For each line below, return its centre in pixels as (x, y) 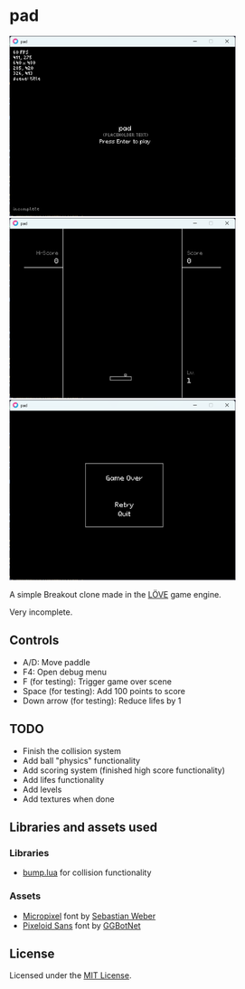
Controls (34, 640)
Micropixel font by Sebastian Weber (89, 916)
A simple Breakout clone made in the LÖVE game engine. (115, 594)
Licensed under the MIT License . (71, 975)
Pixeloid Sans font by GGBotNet (82, 925)
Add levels (42, 789)
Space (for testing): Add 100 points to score (104, 691)
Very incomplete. (41, 612)
